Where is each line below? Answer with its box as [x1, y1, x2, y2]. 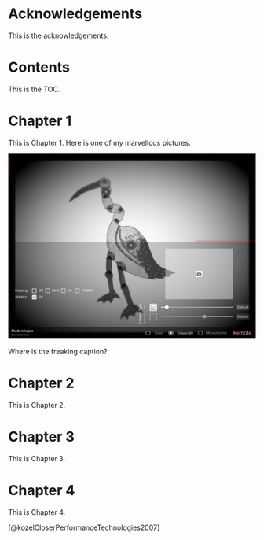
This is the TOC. [8, 84, 60, 94]
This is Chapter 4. [8, 508, 66, 517]
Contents [8, 58, 71, 76]
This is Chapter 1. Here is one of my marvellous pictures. [8, 138, 191, 147]
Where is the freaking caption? [8, 347, 108, 357]
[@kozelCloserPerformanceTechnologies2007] [8, 523, 160, 532]
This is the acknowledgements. [8, 31, 109, 40]
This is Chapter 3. [8, 454, 65, 464]
